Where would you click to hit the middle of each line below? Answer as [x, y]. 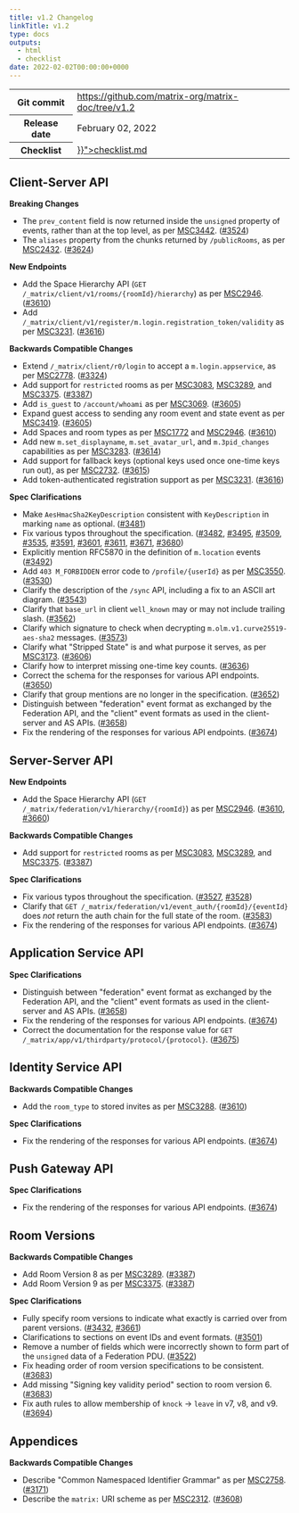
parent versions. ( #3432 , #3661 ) [81, 1328]
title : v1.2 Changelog [51, 17]
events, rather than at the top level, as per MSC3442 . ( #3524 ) [135, 231]
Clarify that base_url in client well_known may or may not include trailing [154, 609]
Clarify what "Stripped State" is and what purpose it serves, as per [144, 647]
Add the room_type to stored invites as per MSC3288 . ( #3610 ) [134, 1106]
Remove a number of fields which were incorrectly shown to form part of [155, 1347]
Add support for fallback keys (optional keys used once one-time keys [151, 461]
